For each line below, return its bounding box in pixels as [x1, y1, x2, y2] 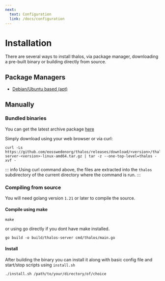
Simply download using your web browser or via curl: [5, 135, 113, 141]
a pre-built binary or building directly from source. [5, 59, 107, 65]
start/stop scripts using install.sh [5, 262, 75, 268]
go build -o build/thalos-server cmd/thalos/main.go [5, 235, 115, 240]
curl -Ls [5, 145, 23, 150]
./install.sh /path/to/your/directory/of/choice [5, 271, 107, 276]
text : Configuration [9, 12, 52, 17]
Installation [5, 37, 52, 49]
